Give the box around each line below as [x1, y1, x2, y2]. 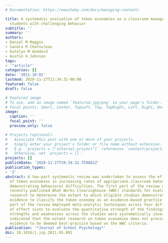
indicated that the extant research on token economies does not [9, 216, 149, 221]
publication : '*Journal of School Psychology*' [5, 225, 106, 230]
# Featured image [5, 95, 41, 100]
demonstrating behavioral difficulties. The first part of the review [9, 183, 160, 188]
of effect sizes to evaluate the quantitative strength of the [9, 206, 144, 212]
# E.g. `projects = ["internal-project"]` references [5, 146, 124, 151]
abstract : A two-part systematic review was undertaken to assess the [5, 174, 155, 179]
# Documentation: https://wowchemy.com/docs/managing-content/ [5, 7, 140, 13]
